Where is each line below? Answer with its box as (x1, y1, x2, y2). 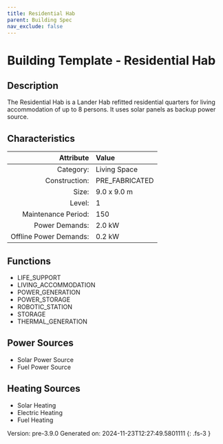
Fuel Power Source (17, 363, 71, 371)
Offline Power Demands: (10, 232, 89, 242)
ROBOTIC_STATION (17, 303, 73, 310)
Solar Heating (17, 401, 56, 410)
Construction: (45, 176, 89, 186)
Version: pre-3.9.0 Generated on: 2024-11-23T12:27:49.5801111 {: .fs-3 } (7, 429, 211, 437)
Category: (57, 165, 89, 174)
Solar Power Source (17, 355, 74, 363)
